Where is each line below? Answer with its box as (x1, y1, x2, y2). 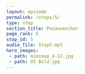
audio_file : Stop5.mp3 (6, 42, 63, 48)
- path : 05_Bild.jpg (8, 58, 60, 64)
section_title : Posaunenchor (6, 25, 79, 32)
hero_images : (6, 48, 39, 54)
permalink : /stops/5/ (6, 14, 60, 20)
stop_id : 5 (6, 36, 34, 42)
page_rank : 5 (6, 31, 39, 37)
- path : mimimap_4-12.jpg (8, 53, 74, 59)
